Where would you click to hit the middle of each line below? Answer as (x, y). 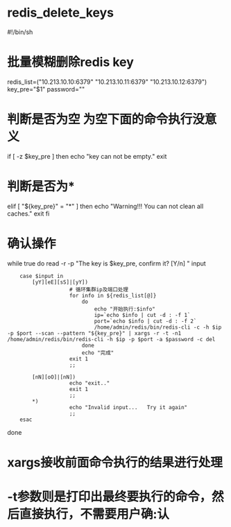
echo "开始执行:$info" (125, 309)
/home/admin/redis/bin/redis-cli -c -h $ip (158, 327)
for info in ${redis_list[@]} (113, 295)
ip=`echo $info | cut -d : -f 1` (142, 315)
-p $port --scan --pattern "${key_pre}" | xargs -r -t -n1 (94, 333)
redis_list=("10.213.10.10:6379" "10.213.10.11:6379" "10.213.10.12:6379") (107, 82)
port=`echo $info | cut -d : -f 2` (145, 321)
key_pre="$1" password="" (46, 89)
